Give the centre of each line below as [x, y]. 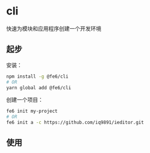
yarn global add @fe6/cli [39, 88]
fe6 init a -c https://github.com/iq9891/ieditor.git [75, 123]
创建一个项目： [25, 100]
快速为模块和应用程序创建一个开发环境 [54, 28]
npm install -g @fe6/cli [37, 76]
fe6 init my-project [32, 111]
